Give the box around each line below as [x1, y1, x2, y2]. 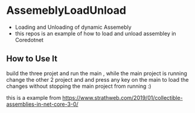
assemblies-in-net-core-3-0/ [6, 100, 78, 108]
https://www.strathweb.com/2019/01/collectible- [62, 94, 183, 101]
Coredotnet [14, 36, 44, 43]
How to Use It [6, 53, 57, 64]
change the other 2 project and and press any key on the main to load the [6, 76, 189, 83]
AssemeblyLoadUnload [6, 4, 127, 17]
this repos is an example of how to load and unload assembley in [14, 29, 176, 37]
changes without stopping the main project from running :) [6, 82, 152, 90]
